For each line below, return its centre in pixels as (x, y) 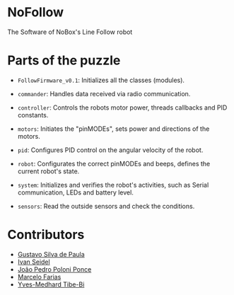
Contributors (46, 235)
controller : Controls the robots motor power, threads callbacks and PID (122, 108)
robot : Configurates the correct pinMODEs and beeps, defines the (114, 163)
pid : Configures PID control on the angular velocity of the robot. (110, 150)
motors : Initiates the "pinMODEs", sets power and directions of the (113, 129)
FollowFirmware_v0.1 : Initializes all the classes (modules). (101, 80)
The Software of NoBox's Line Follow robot (70, 32)
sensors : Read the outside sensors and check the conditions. (106, 206)
